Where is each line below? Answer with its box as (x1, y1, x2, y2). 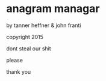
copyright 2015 (6, 33, 44, 40)
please (6, 56, 23, 64)
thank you (6, 68, 31, 75)
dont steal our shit (6, 44, 51, 52)
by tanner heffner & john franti (6, 22, 81, 29)
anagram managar (6, 2, 100, 16)
